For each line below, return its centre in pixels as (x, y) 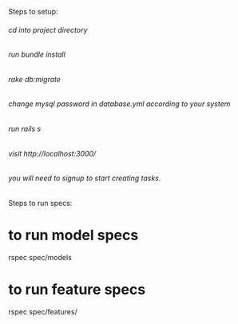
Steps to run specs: (40, 203)
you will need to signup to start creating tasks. (85, 178)
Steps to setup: (33, 12)
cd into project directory (48, 30)
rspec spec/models (40, 257)
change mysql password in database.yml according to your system (119, 104)
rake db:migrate (35, 79)
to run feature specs (77, 289)
